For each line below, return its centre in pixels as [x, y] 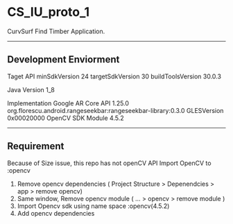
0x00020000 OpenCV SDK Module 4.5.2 [66, 118]
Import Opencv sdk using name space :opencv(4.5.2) [93, 206]
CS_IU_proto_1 [49, 12]
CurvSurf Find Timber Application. [56, 31]
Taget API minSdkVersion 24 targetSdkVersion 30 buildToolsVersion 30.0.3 [114, 76]
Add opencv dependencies [56, 213]
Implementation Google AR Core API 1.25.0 [68, 103]
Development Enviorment [63, 60]
